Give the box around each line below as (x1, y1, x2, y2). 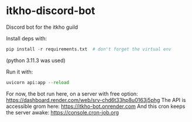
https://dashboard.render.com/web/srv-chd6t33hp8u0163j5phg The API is (6, 96, 186, 103)
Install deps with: (6, 35, 47, 42)
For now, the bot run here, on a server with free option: (6, 90, 139, 97)
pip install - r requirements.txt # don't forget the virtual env (6, 46, 172, 52)
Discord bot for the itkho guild (6, 23, 78, 30)
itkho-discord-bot (6, 4, 95, 18)
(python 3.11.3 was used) (6, 57, 66, 64)
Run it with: (6, 68, 33, 75)
